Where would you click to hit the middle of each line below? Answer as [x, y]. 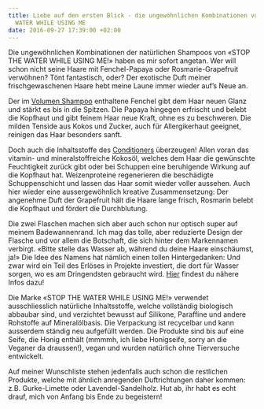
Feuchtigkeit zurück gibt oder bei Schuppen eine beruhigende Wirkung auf [129, 167]
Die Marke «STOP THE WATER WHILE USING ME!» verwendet [108, 298]
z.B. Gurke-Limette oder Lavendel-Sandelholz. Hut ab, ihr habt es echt [122, 389]
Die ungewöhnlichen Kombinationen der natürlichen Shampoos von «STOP [129, 53]
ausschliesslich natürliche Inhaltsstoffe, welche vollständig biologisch [121, 306]
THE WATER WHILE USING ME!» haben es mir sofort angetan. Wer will [122, 61]
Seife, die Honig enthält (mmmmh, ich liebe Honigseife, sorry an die [118, 340]
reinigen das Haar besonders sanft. [65, 135]
